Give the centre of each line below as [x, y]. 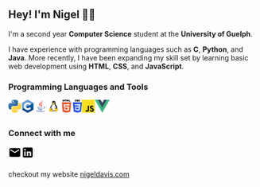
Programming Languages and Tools [78, 87]
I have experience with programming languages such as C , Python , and [126, 49]
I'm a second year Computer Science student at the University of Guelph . [130, 33]
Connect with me [42, 134]
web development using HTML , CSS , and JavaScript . [96, 66]
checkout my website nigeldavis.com [69, 174]
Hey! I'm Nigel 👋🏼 [52, 15]
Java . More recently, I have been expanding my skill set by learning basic [128, 57]
